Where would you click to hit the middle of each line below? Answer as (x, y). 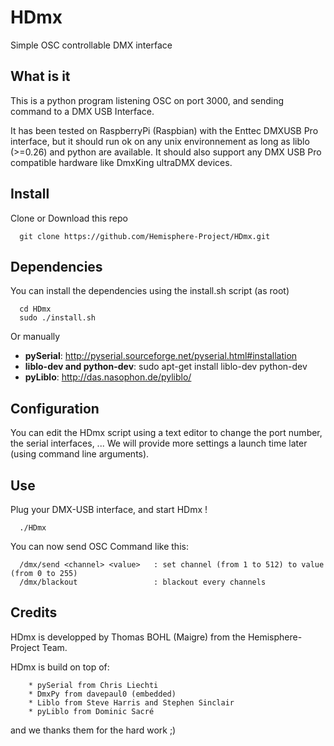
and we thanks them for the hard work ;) (93, 730)
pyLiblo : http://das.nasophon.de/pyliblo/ (108, 377)
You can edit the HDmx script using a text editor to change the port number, (166, 433)
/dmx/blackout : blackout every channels (143, 582)
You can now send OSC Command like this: (99, 546)
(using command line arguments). (80, 454)
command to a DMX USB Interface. (82, 111)
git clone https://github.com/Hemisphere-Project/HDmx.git (145, 236)
